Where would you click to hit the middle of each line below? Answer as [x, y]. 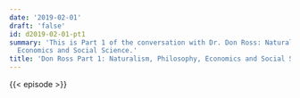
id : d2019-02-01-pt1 [48, 34]
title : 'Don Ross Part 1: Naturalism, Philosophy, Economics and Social [147, 59]
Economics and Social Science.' [78, 51]
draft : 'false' [37, 26]
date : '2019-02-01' [46, 17]
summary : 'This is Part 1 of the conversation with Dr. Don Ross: [135, 42]
